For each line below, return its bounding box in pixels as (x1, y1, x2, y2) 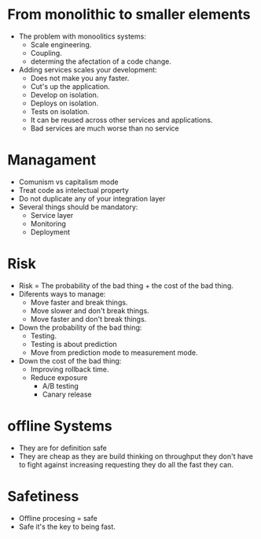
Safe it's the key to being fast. (18, 522, 116, 531)
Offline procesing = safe (18, 513, 97, 522)
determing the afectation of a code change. (30, 57, 172, 66)
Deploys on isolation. (30, 98, 99, 108)
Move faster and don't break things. (30, 314, 147, 323)
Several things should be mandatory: (18, 202, 138, 212)
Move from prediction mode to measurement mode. (30, 348, 198, 357)
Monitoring (30, 219, 66, 228)
